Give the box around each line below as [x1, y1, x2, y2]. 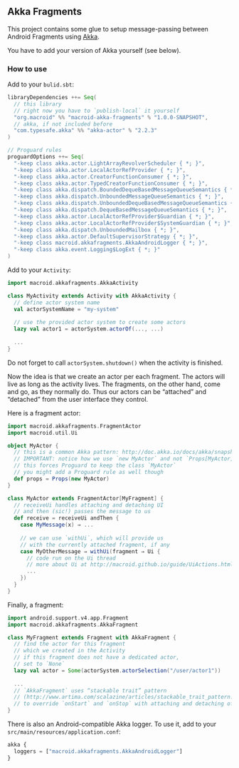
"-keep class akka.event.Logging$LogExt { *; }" [14, 246, 161, 253]
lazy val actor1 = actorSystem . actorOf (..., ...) [14, 325, 164, 333]
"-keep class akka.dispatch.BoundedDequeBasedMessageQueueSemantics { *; [14, 186, 237, 193]
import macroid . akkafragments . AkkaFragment [7, 621, 139, 628]
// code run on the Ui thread [26, 555, 116, 562]
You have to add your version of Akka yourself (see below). [7, 46, 181, 54]
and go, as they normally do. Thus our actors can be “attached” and [7, 387, 207, 395]
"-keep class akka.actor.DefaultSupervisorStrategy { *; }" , [14, 233, 199, 240]
